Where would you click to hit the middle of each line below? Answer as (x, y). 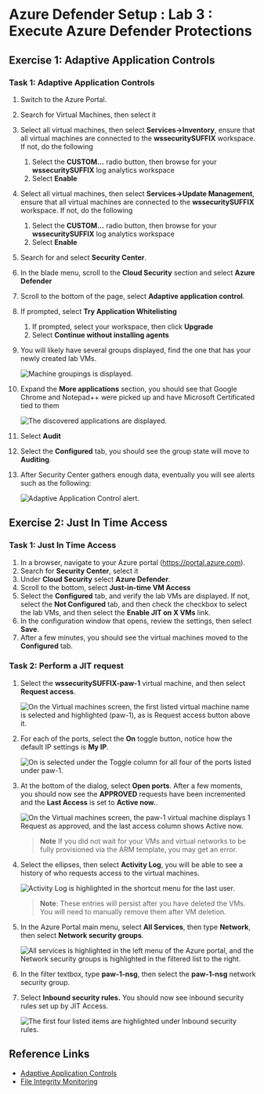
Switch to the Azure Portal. (63, 99)
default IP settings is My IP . (64, 746)
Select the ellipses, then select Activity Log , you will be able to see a (132, 864)
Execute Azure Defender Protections (131, 31)
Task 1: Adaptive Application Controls (82, 82)
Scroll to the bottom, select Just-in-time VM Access (105, 587)
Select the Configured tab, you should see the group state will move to (135, 451)
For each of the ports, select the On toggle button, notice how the (126, 738)
